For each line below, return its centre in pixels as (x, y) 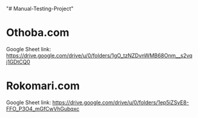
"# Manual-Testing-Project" (40, 9)
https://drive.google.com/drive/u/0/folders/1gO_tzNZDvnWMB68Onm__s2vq (99, 55)
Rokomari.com (43, 86)
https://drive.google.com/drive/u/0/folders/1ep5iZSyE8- (121, 102)
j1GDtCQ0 (18, 61)
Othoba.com (38, 33)
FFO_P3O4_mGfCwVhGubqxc (43, 108)
